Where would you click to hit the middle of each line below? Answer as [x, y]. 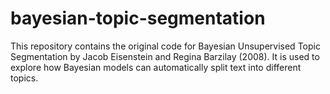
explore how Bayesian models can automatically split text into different [156, 67]
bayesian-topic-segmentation [138, 18]
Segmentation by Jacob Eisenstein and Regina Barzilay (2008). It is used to [165, 56]
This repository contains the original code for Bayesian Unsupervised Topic [165, 46]
